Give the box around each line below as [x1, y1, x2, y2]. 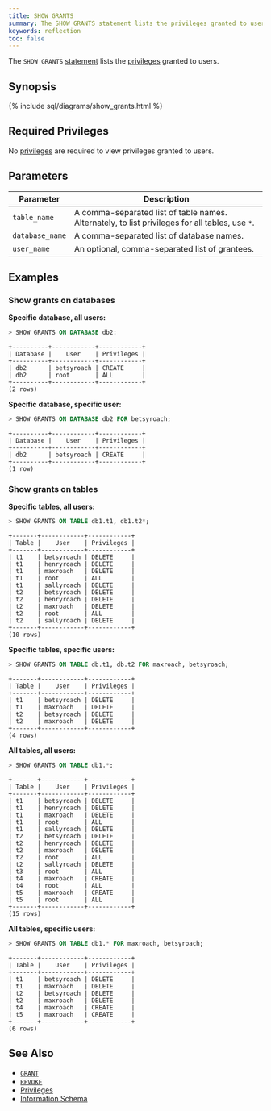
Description [143, 193, 190, 204]
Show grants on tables [8, 484, 98, 495]
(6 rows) [8, 1025, 38, 1033]
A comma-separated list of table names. [73, 206, 227, 218]
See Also [8, 1047, 54, 1060]
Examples [8, 271, 59, 285]
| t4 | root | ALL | [8, 882, 135, 890]
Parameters [8, 169, 69, 183]
